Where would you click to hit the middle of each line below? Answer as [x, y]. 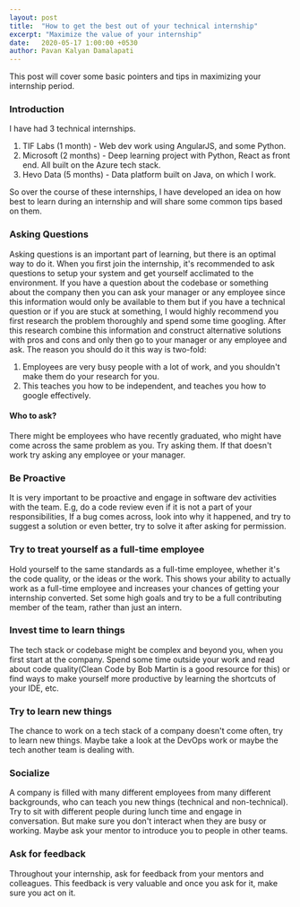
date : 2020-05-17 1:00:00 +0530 [74, 43]
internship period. [42, 86]
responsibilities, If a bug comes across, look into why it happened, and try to [150, 517]
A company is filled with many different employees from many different [140, 793]
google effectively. [56, 395]
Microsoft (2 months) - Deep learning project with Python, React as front [156, 156]
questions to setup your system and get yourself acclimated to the [132, 273]
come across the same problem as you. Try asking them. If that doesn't [141, 445]
